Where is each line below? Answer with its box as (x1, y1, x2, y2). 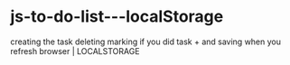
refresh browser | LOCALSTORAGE (10, 45, 140, 56)
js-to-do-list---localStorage (10, 6, 224, 27)
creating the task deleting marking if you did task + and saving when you (10, 36, 282, 47)
